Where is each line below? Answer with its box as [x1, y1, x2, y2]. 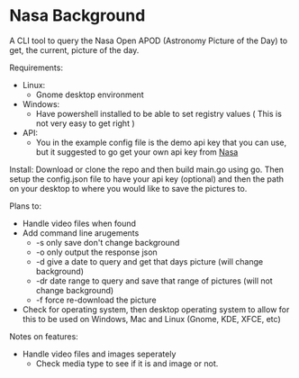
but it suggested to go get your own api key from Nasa [35, 146, 239, 157]
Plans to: [9, 200, 42, 211]
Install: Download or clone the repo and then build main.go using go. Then [9, 164, 285, 175]
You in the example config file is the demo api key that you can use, [35, 137, 287, 148]
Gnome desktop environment [35, 89, 144, 100]
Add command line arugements [22, 227, 140, 238]
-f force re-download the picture [35, 294, 157, 305]
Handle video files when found [22, 218, 137, 229]
